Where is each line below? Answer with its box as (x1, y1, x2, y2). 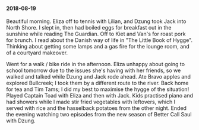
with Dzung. (6, 117, 36, 124)
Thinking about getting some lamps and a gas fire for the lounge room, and (6, 43, 190, 50)
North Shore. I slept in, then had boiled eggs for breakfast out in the (6, 24, 172, 31)
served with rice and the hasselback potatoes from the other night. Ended (6, 105, 187, 112)
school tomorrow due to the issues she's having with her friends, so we (6, 67, 181, 74)
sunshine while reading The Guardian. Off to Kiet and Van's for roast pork (6, 30, 186, 38)
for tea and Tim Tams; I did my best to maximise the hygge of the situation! (6, 86, 189, 93)
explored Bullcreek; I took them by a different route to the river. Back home (6, 80, 189, 87)
